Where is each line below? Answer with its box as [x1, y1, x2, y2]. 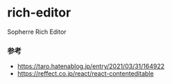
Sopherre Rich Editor [7, 28, 67, 36]
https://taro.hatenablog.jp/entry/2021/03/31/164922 [17, 62, 165, 70]
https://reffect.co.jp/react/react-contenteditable [17, 70, 154, 78]
